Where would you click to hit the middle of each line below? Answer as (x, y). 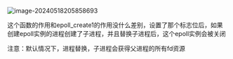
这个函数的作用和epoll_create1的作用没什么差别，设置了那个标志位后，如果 (115, 25)
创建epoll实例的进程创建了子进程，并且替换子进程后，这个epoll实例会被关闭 (116, 34)
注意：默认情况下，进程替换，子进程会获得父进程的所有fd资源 (96, 48)
